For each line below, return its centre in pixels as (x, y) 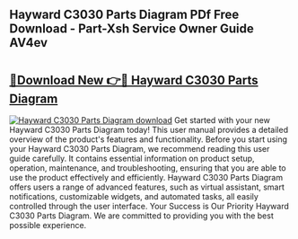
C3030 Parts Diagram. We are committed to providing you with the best (141, 216)
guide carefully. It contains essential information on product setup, (132, 158)
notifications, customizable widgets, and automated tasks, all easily (134, 196)
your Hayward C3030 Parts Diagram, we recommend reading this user (140, 149)
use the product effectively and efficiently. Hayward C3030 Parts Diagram (146, 177)
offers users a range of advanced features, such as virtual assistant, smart (147, 187)
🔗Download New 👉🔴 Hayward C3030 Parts (134, 80)
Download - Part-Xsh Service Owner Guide (131, 29)
